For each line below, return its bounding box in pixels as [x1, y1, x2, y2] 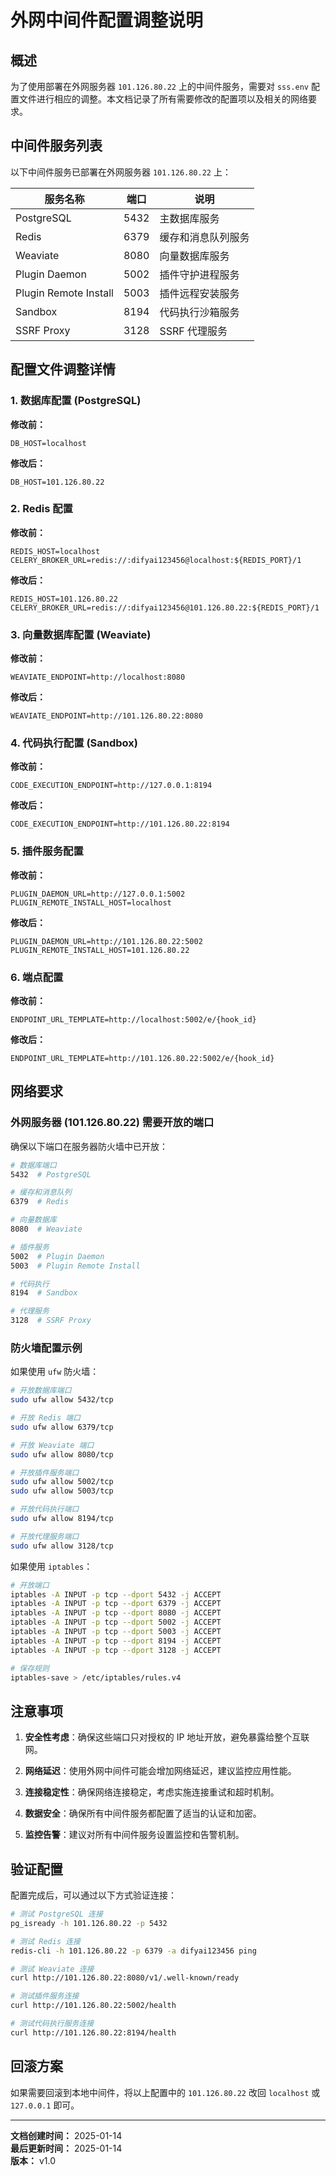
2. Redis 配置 [10, 502, 73, 516]
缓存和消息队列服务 [159, 230, 250, 244]
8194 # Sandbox [10, 1288, 78, 1298]
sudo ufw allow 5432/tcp [10, 1395, 114, 1405]
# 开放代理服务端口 [10, 1531, 80, 1541]
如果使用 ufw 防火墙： [10, 1366, 100, 1378]
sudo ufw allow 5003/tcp [10, 1486, 114, 1496]
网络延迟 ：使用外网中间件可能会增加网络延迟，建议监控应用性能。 [24, 1765, 297, 1777]
